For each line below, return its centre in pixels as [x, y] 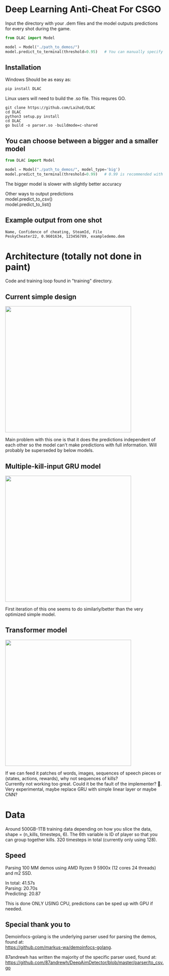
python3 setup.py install [32, 117]
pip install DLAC [23, 89]
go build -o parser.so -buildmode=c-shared [52, 125]
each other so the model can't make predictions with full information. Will [81, 445]
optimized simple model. [31, 614]
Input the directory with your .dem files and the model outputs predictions [82, 23]
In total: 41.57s [20, 883]
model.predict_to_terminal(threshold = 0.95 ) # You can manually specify [84, 52]
